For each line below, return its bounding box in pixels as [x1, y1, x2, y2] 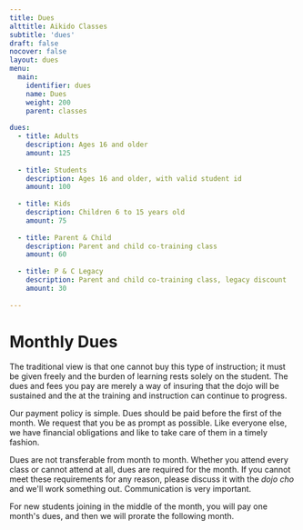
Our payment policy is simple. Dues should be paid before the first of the [9, 408, 282, 419]
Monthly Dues [9, 331, 118, 352]
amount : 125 [25, 148, 71, 157]
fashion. [9, 437, 40, 448]
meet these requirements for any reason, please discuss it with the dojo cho [9, 474, 294, 485]
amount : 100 [25, 183, 71, 192]
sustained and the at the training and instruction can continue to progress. [9, 390, 288, 401]
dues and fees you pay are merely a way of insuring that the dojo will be [9, 381, 280, 392]
